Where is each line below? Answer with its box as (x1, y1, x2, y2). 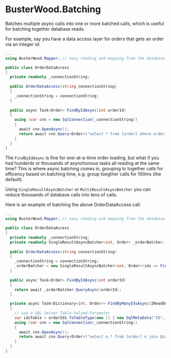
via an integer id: (5, 41, 41, 47)
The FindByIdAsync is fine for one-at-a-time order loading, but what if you (5, 155, 159, 161)
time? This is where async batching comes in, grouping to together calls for (5, 166, 164, 172)
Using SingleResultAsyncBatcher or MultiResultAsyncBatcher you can (5, 186, 151, 192)
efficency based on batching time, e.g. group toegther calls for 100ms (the (5, 171, 161, 177)
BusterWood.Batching (5, 4, 101, 15)
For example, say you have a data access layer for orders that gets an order (5, 36, 164, 42)
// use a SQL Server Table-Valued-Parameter (14, 311, 110, 316)
